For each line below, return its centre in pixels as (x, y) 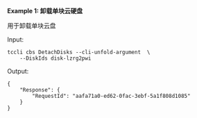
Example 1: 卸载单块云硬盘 (45, 11)
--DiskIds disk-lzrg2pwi (55, 58)
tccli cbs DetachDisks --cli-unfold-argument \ (79, 52)
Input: (16, 40)
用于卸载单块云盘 (32, 26)
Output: (18, 71)
